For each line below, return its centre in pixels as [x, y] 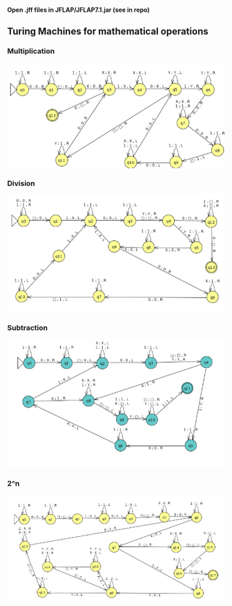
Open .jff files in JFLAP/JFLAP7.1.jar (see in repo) [78, 10]
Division [21, 183]
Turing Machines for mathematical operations [108, 31]
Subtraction [28, 328]
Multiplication [31, 50]
